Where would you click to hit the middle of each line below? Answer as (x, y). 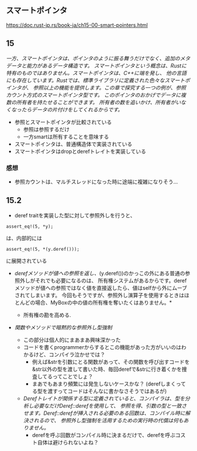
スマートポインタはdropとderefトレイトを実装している (80, 151)
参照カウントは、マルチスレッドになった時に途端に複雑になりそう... (96, 182)
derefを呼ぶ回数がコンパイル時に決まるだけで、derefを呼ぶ (104, 435)
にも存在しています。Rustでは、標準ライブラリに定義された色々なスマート (96, 80)
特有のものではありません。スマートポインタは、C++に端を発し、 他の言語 (96, 73)
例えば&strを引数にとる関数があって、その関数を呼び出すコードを (111, 361)
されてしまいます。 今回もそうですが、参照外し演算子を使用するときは (99, 295)
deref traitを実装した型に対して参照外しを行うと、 (75, 215)
